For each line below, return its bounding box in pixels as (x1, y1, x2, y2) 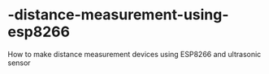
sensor (7, 58, 31, 68)
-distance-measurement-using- (7, 6, 229, 24)
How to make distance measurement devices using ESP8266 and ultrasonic (7, 49, 262, 59)
